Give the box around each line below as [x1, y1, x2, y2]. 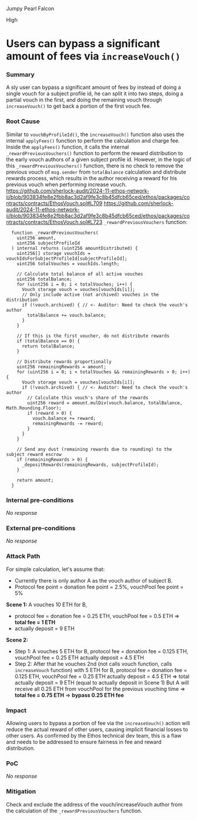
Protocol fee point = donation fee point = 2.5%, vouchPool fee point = [14, 583, 184, 590]
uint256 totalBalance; [16, 276, 72, 282]
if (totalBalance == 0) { [16, 338, 81, 344]
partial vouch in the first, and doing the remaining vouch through [6, 97, 162, 104]
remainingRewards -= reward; [32, 421, 104, 426]
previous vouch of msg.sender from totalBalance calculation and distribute [6, 168, 186, 176]
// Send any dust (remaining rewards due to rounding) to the [16, 446, 172, 452]
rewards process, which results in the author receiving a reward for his [6, 174, 178, 181]
